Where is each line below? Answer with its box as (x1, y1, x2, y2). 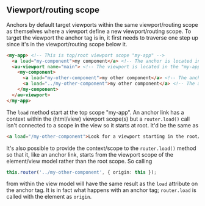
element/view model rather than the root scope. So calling (6, 157, 153, 165)
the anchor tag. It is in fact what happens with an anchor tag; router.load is (6, 186, 196, 194)
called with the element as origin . (6, 193, 92, 201)
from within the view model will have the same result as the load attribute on (6, 180, 198, 188)
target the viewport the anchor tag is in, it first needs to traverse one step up (6, 34, 198, 41)
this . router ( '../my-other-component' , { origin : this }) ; (6, 169, 157, 176)
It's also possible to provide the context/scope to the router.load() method (6, 144, 196, 152)
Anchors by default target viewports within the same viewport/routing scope (6, 21, 198, 28)
